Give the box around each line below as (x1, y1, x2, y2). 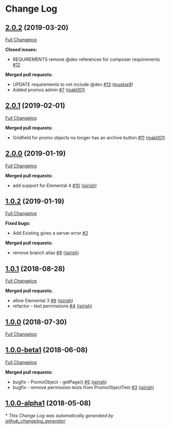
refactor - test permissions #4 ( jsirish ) (12, 303, 92, 309)
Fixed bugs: (5, 220, 31, 226)
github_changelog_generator (5, 418, 66, 424)
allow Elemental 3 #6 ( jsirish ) (12, 298, 74, 304)
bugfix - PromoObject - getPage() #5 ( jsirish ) (12, 379, 107, 385)
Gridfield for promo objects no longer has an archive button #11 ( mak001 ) (12, 134, 165, 140)
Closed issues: (5, 47, 38, 52)
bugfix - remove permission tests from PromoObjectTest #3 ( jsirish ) (12, 384, 154, 390)
